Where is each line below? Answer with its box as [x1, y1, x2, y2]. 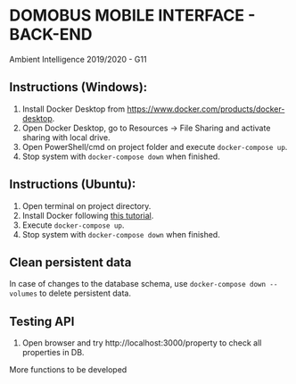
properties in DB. [21, 347, 85, 358]
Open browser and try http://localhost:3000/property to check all [21, 338, 262, 348]
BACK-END [9, 24, 93, 45]
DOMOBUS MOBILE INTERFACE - [9, 5, 256, 26]
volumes [9, 289, 38, 299]
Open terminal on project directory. [21, 200, 152, 211]
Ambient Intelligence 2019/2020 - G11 [9, 54, 147, 64]
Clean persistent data [9, 255, 132, 270]
